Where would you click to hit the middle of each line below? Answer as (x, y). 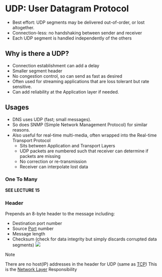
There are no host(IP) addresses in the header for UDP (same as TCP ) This (81, 264)
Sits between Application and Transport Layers (67, 145)
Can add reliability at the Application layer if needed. (66, 92)
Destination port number (37, 224)
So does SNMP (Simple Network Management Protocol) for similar (80, 125)
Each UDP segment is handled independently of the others (72, 38)
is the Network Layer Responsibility (41, 270)
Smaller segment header (37, 71)
